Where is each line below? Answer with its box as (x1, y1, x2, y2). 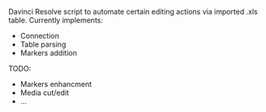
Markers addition (19, 48, 77, 57)
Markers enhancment (19, 80, 92, 89)
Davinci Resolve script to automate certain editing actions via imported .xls (8, 7, 258, 16)
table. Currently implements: (8, 15, 104, 25)
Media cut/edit (19, 88, 69, 97)
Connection (19, 31, 59, 40)
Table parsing (19, 39, 66, 49)
